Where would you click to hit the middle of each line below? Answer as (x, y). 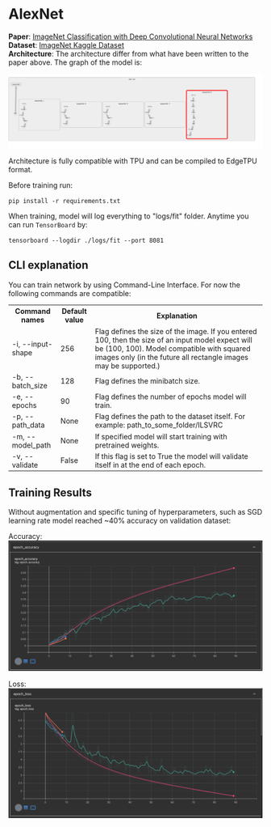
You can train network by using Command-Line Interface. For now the (124, 285)
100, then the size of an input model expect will (173, 340)
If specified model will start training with (161, 436)
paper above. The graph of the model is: (75, 62)
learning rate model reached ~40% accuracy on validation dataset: (120, 521)
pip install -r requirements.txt (65, 201)
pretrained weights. (127, 445)
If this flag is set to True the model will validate (171, 456)
